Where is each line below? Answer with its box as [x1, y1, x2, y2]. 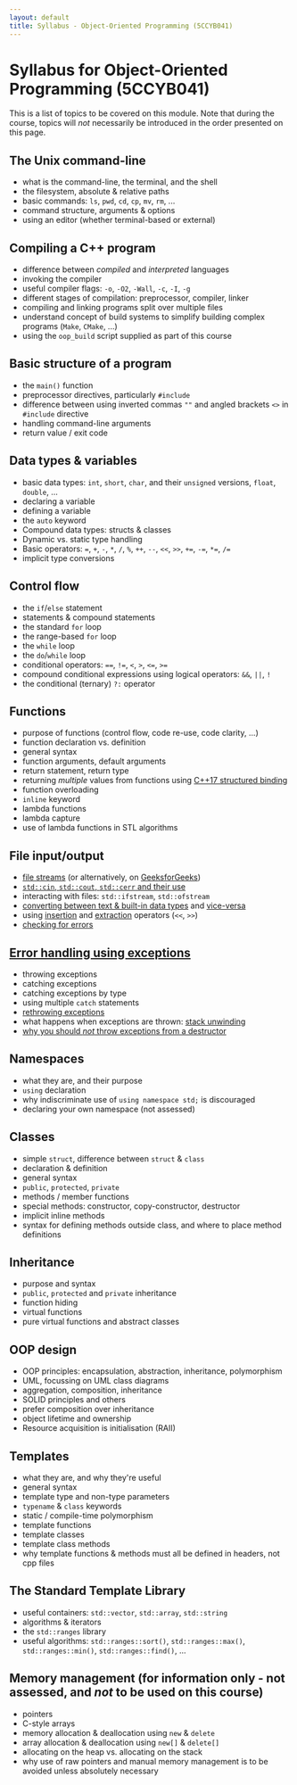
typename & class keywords [21, 1500, 122, 1511]
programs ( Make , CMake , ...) [21, 321, 118, 332]
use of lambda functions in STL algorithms [21, 822, 178, 833]
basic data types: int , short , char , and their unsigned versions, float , [21, 476, 276, 487]
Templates [9, 1449, 70, 1464]
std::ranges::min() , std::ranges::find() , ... [21, 1645, 186, 1656]
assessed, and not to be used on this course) [9, 1685, 264, 1700]
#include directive [21, 408, 89, 419]
